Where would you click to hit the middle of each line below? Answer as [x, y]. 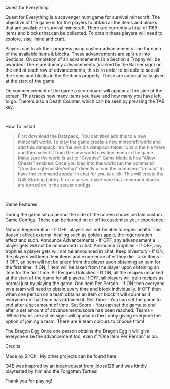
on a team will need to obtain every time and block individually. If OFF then [83, 289]
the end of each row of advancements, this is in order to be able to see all [82, 70]
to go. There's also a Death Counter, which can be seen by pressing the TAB [85, 101]
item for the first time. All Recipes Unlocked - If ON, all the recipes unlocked [84, 273]
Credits [13, 346]
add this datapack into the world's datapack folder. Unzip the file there [91, 147]
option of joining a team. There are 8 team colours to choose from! [75, 321]
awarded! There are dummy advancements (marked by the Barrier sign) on [83, 65]
